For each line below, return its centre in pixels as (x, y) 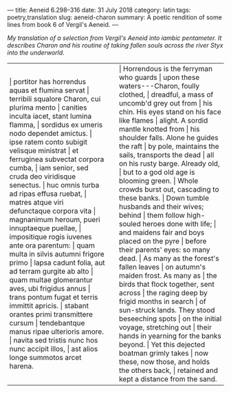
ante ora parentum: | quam (52, 245)
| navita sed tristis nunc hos (54, 340)
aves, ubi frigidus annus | (50, 289)
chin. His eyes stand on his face (170, 112)
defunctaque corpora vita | (53, 211)
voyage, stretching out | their (165, 327)
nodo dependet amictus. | (51, 133)
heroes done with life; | (179, 224)
